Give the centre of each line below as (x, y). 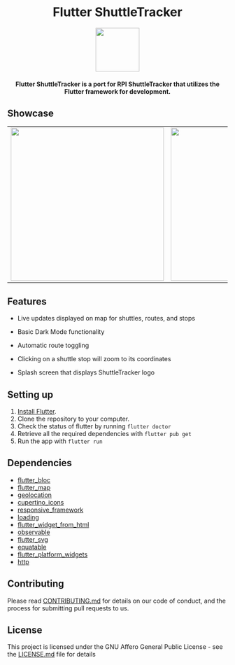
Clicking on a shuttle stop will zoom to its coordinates (94, 359)
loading (28, 517)
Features (27, 301)
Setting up (30, 394)
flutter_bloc (34, 479)
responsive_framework (50, 510)
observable (34, 532)
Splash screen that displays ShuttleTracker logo (86, 372)
